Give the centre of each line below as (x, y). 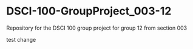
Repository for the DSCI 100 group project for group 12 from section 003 (96, 28)
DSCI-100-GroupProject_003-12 (89, 11)
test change (21, 39)
